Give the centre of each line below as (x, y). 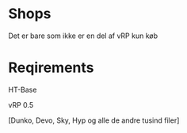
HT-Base (23, 89)
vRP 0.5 (21, 104)
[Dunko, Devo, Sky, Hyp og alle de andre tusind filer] (94, 120)
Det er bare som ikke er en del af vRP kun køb (83, 36)
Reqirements (51, 68)
